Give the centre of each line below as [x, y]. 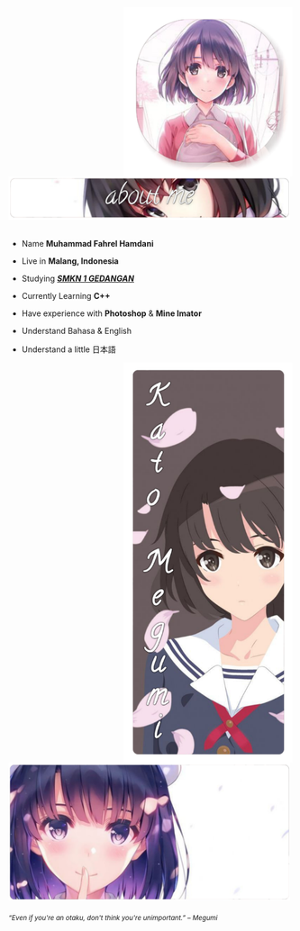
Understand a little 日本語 [68, 349]
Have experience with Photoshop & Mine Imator [111, 313]
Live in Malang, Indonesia [70, 261]
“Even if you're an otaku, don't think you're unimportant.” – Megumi [113, 918]
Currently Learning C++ [66, 295]
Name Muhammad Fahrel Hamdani [87, 243]
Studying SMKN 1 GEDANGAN [77, 278]
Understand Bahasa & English [77, 330]
